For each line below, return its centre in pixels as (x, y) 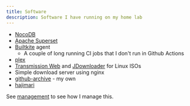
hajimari (24, 85)
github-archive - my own (45, 79)
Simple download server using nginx (60, 72)
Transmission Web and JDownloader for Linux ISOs (78, 66)
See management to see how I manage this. (60, 96)
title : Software (26, 12)
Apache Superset (36, 40)
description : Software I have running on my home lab (74, 17)
